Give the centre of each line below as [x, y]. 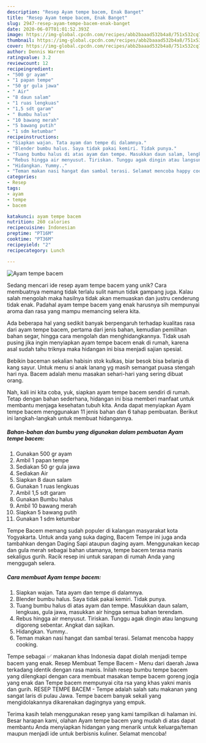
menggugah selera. [31, 563]
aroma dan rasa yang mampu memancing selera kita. [74, 311]
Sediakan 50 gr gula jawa [48, 467]
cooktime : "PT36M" [30, 239]
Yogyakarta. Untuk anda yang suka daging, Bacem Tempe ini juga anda [97, 537]
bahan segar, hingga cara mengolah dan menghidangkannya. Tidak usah [99, 336]
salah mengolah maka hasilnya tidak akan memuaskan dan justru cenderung [103, 298]
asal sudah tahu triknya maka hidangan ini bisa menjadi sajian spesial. [95, 349]
